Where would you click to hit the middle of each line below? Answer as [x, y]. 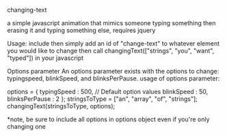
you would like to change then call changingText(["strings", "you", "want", [111, 51]
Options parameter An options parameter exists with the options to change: [113, 71]
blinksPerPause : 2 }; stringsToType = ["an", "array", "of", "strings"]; [103, 99]
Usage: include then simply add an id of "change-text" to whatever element [113, 43]
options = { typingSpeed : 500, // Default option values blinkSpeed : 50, [108, 92]
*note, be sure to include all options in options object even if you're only [108, 119]
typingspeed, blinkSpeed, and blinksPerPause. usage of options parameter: [113, 78]
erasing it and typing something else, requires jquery [81, 30]
